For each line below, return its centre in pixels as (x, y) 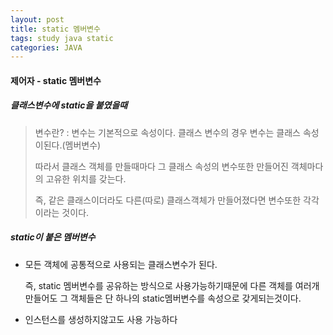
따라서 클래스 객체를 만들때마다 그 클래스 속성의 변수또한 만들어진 (161, 166)
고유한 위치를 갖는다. (86, 178)
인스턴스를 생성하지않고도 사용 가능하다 (101, 319)
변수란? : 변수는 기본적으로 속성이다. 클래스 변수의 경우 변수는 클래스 (167, 132)
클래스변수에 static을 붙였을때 (69, 105)
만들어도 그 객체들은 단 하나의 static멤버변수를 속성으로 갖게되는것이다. (163, 298)
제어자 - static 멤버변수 (56, 80)
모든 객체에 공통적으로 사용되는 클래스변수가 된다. (121, 264)
